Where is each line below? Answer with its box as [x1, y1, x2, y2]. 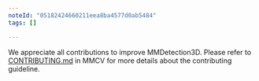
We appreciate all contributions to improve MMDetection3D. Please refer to [8, 47, 252, 57]
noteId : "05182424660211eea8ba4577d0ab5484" [8, 11, 157, 20]
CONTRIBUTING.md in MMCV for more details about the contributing [8, 56, 232, 65]
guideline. [8, 64, 41, 73]
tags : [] [8, 19, 37, 27]
